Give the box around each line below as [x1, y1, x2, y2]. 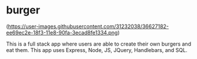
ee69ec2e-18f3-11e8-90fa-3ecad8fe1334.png [6, 29, 118, 36]
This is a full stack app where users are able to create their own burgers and [6, 40, 192, 47]
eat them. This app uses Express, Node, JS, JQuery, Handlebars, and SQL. [6, 46, 188, 53]
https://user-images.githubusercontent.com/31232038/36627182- [8, 23, 169, 30]
